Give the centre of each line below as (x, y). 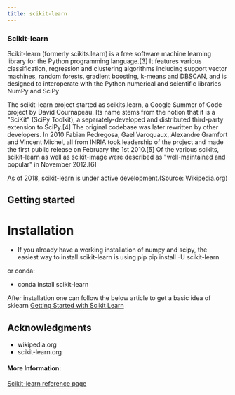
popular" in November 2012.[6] (52, 164)
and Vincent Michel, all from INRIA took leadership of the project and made (115, 142)
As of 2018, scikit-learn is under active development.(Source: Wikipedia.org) (117, 178)
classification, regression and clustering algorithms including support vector (117, 68)
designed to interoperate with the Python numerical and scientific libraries (114, 83)
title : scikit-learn (38, 14)
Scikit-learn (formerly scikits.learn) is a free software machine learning (109, 53)
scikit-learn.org (39, 352)
